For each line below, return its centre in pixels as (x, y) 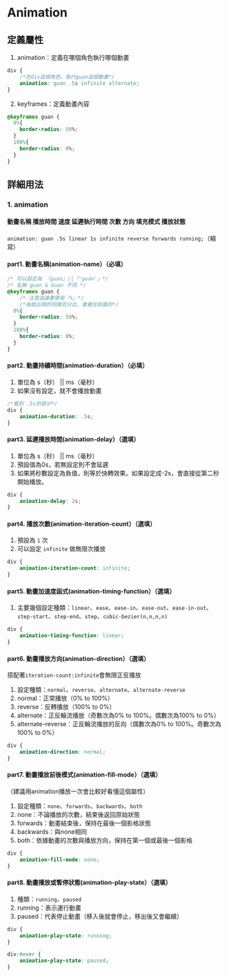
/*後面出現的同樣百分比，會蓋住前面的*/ (69, 304)
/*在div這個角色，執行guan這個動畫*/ (67, 77)
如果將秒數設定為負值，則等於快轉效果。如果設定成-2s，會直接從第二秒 (118, 473)
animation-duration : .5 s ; (57, 416)
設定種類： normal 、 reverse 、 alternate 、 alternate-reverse (101, 690)
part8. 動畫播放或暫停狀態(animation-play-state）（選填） (89, 883)
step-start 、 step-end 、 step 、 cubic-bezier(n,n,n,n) (92, 616)
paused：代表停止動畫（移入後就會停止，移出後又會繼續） (100, 916)
